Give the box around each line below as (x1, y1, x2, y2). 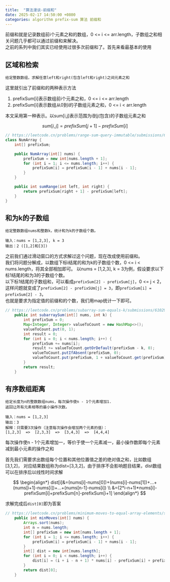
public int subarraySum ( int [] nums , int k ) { (14, 313, 112, 318)
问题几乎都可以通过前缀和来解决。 (9, 38, 81, 44)
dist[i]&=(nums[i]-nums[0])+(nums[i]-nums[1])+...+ (50, 479, 157, 485)
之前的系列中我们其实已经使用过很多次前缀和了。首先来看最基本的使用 (5, 44, 152, 50)
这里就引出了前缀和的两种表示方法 (5, 85, 76, 91)
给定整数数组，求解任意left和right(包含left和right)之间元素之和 (5, 75, 130, 80)
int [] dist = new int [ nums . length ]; (23, 548, 101, 554)
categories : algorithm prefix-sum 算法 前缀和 (5, 17, 101, 22)
